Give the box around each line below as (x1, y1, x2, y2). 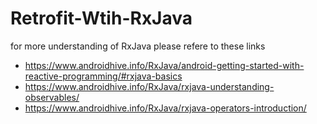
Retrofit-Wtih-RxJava (10, 7, 193, 30)
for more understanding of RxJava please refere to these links (10, 40, 266, 52)
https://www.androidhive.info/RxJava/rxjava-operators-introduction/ (24, 102, 307, 114)
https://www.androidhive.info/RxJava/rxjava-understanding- (24, 80, 275, 92)
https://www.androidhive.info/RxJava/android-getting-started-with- (24, 59, 305, 71)
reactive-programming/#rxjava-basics (24, 70, 183, 82)
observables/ (24, 91, 80, 103)
